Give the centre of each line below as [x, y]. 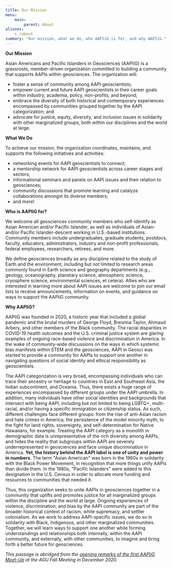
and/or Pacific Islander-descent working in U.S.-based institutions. [76, 232]
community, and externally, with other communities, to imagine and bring [82, 539]
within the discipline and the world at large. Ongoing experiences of [77, 500]
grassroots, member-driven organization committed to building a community [86, 69]
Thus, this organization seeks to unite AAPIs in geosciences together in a [83, 489]
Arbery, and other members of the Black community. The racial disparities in [86, 327]
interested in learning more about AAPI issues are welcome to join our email [85, 286]
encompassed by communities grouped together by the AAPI [77, 106]
